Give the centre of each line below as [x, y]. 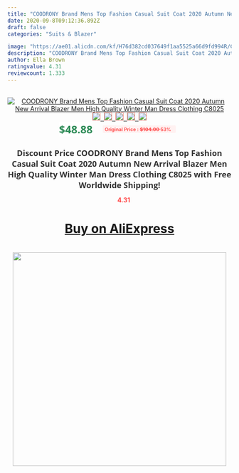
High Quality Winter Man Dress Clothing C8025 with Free [119, 174]
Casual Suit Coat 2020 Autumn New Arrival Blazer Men [119, 163]
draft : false [27, 27]
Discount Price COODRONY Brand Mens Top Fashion [119, 153]
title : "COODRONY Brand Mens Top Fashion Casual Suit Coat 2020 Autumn [116, 14]
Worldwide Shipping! [119, 185]
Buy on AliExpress [119, 229]
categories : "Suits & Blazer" [52, 34]
